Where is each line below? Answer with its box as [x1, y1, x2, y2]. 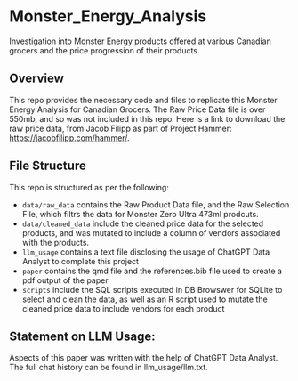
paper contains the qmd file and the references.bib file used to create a [21, 265, 283, 276]
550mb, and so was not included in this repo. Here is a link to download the [9, 113, 286, 124]
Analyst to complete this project [21, 255, 140, 266]
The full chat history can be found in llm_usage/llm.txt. [9, 362, 209, 373]
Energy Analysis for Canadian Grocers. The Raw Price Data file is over [9, 104, 266, 115]
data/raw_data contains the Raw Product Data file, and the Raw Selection [21, 199, 290, 210]
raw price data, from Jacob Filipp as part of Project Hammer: [9, 123, 232, 134]
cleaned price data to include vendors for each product [21, 303, 225, 313]
